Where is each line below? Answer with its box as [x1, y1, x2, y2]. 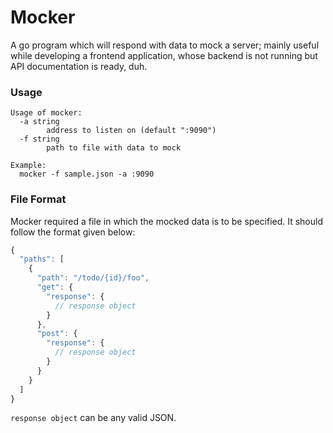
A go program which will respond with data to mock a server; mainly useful [10, 39, 320, 51]
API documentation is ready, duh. [10, 60, 148, 72]
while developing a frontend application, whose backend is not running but [10, 49, 318, 61]
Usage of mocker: [10, 108, 83, 118]
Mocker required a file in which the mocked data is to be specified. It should [10, 215, 324, 227]
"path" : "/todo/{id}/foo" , [36, 273, 150, 283]
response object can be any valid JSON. [10, 412, 177, 424]
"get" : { [36, 282, 74, 293]
